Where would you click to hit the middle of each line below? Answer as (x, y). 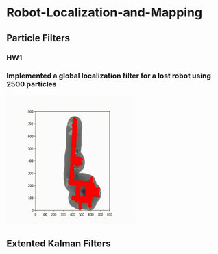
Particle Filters (38, 38)
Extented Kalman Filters (59, 244)
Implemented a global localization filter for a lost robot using (109, 76)
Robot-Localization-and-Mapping (105, 13)
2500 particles (32, 84)
